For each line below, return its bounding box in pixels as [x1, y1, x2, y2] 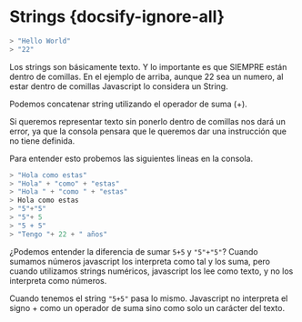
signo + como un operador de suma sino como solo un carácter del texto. [9, 302, 285, 313]
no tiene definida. [9, 135, 75, 146]
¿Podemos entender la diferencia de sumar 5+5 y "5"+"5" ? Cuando [9, 246, 258, 257]
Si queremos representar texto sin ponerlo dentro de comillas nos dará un [9, 116, 287, 126]
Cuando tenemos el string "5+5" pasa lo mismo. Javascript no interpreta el [9, 293, 288, 304]
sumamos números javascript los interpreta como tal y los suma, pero [9, 256, 271, 267]
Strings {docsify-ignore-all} [9, 6, 226, 27]
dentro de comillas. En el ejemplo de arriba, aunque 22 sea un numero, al [9, 71, 284, 82]
